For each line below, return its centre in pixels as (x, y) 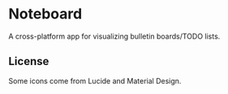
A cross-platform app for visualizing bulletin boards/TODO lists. (114, 36)
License (29, 61)
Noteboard (45, 14)
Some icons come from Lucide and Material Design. (95, 80)
